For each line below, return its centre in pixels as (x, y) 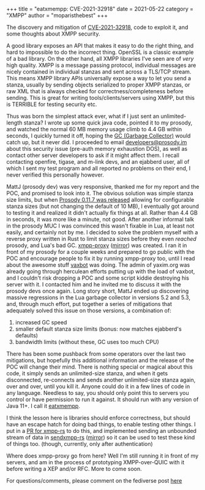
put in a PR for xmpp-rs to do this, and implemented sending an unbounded (102, 431)
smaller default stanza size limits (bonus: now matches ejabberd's (98, 329)
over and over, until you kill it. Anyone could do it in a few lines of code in (98, 386)
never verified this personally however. (55, 175)
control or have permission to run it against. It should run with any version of (102, 399)
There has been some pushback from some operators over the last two (96, 354)
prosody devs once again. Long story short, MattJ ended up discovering (98, 291)
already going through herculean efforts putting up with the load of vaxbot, (101, 271)
